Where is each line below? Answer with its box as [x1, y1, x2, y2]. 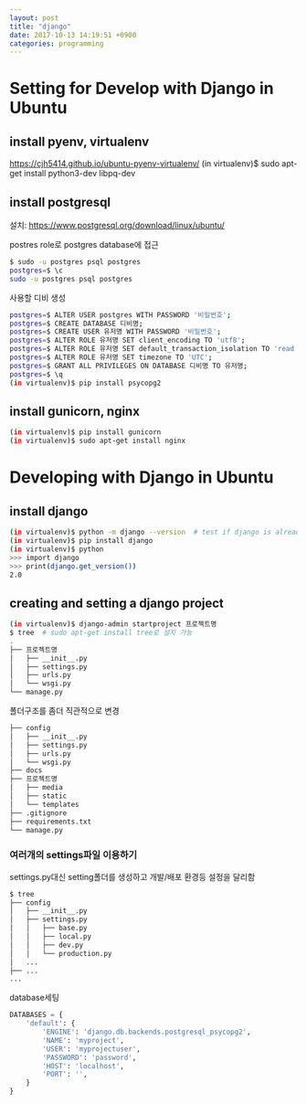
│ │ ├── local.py [9, 932, 92, 941]
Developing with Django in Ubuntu [9, 467, 274, 488]
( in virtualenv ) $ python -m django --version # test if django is [9, 527, 272, 537]
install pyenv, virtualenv [9, 133, 150, 149]
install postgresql [9, 194, 111, 210]
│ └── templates [9, 800, 79, 809]
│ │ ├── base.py [9, 924, 89, 933]
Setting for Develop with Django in [9, 79, 274, 99]
